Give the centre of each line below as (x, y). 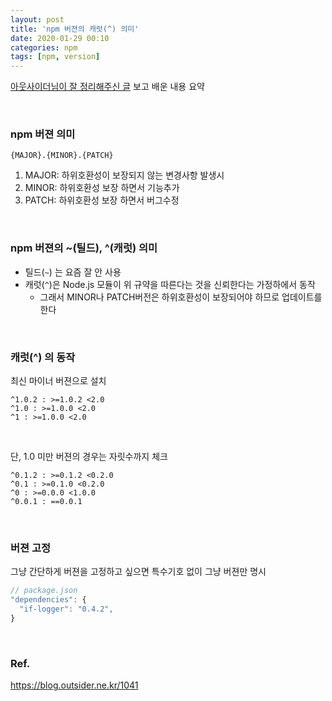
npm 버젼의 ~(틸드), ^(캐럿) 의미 (84, 248)
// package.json (44, 591)
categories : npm (44, 47)
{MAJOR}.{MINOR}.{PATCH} (62, 156)
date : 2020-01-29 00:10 (60, 38)
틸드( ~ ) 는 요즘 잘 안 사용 (73, 272)
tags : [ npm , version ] (55, 57)
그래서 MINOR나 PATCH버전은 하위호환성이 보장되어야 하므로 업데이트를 (181, 297)
